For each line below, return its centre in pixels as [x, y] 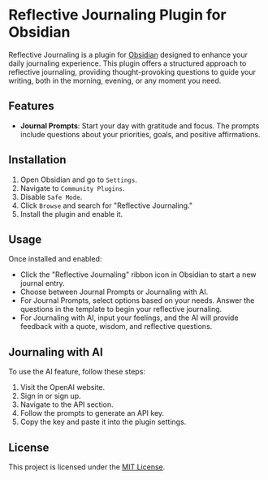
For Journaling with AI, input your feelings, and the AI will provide [129, 318]
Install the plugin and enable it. [71, 214]
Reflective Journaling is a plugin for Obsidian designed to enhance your [128, 54]
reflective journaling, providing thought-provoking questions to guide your [132, 71]
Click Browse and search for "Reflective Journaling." [106, 205]
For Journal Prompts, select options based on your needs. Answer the [137, 301]
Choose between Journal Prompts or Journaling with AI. [114, 292]
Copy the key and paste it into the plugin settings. [103, 422]
